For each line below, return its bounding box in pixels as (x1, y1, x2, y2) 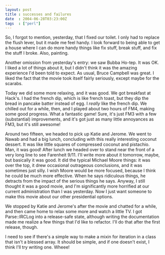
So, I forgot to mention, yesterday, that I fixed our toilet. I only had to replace (5, 34, 160, 40)
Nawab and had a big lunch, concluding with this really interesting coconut (5, 136, 157, 142)
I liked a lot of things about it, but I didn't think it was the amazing (5, 65, 137, 71)
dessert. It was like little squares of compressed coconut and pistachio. (5, 141, 150, 148)
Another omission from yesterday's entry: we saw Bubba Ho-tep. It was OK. (5, 60, 159, 65)
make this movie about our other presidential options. (5, 194, 113, 200)
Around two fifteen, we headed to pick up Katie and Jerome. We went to (5, 131, 152, 137)
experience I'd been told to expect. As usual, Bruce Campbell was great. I (5, 70, 154, 76)
